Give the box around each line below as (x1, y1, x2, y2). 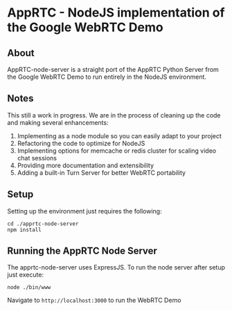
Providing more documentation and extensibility (17, 161, 154, 169)
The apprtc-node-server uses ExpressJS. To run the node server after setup (7, 263, 226, 272)
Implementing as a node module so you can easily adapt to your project (17, 131, 222, 140)
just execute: (7, 271, 44, 279)
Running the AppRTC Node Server (7, 245, 158, 257)
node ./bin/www (7, 284, 51, 291)
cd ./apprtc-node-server (7, 220, 79, 227)
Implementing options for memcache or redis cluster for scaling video (17, 147, 217, 155)
